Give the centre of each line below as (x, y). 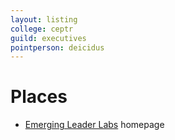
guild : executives (48, 38)
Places (39, 97)
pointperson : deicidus (57, 47)
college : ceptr (42, 29)
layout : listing (44, 19)
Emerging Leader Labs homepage (94, 125)
